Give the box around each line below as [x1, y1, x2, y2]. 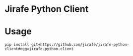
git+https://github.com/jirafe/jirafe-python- [31, 42, 130, 47]
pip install [4, 42, 29, 47]
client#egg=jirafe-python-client [4, 47, 74, 52]
